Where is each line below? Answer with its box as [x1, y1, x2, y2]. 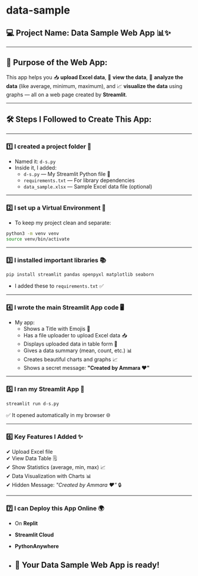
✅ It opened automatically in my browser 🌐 [6, 411, 111, 418]
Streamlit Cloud [14, 531, 54, 538]
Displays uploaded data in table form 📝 [23, 340, 118, 347]
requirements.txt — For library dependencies [23, 177, 135, 184]
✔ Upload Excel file [6, 448, 53, 455]
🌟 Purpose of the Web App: [6, 57, 108, 68]
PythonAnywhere [14, 543, 59, 550]
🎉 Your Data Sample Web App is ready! [14, 559, 160, 570]
